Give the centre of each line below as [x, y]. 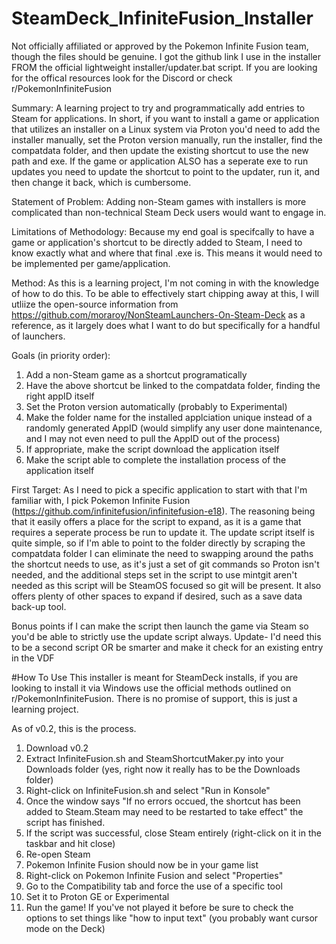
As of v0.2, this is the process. [74, 728]
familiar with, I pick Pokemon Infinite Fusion [101, 500]
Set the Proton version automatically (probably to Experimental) [156, 406]
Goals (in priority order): [61, 355]
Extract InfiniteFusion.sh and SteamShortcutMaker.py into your [154, 758]
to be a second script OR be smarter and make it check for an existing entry [167, 647]
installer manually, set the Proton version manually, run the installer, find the [167, 139]
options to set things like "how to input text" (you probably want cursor [172, 918]
